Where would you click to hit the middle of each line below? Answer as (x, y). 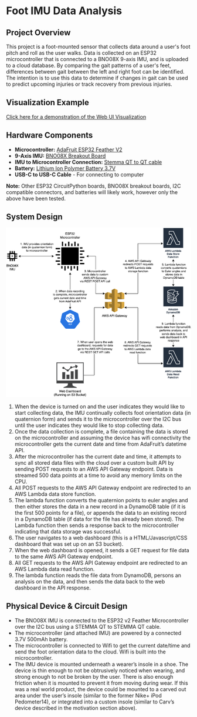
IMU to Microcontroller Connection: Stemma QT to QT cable (88, 162)
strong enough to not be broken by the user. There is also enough (94, 676)
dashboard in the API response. (52, 588)
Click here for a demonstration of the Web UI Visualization (76, 116)
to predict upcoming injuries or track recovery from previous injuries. (89, 84)
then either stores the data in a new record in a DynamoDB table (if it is (100, 506)
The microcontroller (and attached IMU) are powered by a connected (98, 633)
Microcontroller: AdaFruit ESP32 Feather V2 (68, 149)
